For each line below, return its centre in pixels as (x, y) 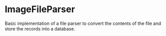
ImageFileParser (40, 9)
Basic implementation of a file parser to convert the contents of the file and (83, 23)
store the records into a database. (40, 28)
